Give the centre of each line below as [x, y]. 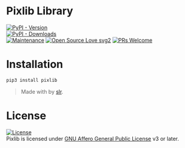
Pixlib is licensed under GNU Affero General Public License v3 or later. [93, 138]
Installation [35, 64]
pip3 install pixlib [32, 80]
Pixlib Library [40, 11]
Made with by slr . [42, 91]
